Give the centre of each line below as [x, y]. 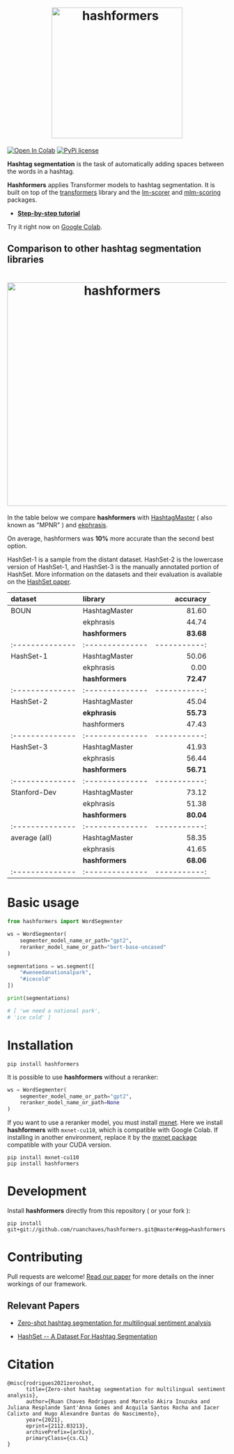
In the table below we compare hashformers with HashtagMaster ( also [110, 517]
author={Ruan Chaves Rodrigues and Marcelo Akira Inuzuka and [118, 1401]
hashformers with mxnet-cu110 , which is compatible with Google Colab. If [112, 1130]
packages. [22, 200]
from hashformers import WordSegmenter [65, 922]
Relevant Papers [44, 1306]
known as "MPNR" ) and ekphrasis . [57, 525]
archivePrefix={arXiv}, [60, 1432]
